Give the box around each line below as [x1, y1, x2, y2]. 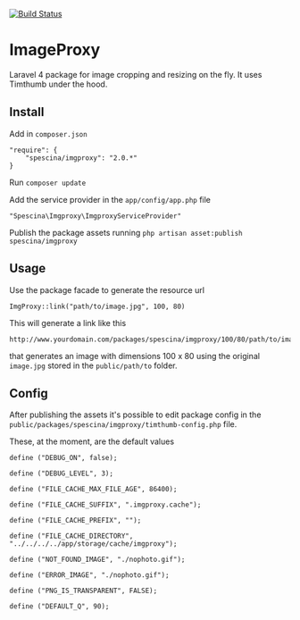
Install [9, 105, 45, 120]
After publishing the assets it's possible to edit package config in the [9, 409, 262, 420]
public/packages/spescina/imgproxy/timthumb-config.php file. [9, 419, 237, 430]
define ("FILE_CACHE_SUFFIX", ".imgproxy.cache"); [9, 500, 202, 509]
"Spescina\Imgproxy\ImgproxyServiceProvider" [9, 211, 181, 221]
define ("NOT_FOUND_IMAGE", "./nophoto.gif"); [9, 555, 186, 565]
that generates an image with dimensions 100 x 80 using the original [9, 350, 261, 361]
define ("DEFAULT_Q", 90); [9, 602, 110, 611]
